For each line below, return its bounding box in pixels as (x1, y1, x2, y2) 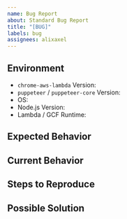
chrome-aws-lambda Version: (17, 80, 96, 89)
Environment (7, 62, 65, 74)
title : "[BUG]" (7, 23, 52, 30)
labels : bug (7, 29, 42, 37)
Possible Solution (7, 202, 85, 214)
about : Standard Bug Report (7, 17, 89, 24)
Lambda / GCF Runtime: (17, 110, 87, 119)
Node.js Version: (17, 103, 66, 111)
